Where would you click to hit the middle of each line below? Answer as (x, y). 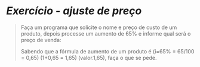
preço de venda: (41, 40)
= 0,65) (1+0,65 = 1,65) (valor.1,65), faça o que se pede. (89, 58)
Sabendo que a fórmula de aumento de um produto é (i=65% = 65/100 (107, 51)
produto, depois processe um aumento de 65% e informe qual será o (106, 33)
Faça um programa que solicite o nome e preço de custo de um (99, 27)
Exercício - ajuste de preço (74, 11)
